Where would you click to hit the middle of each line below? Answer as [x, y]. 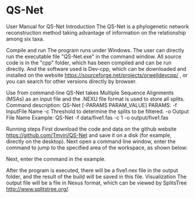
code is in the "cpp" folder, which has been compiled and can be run [89, 63]
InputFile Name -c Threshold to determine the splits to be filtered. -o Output [97, 111]
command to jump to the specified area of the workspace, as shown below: [97, 148]
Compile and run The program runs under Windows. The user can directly [95, 50]
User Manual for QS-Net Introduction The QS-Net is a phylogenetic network [97, 26]
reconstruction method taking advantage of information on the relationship [96, 32]
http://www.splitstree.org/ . [38, 189]
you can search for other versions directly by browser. [71, 81]
